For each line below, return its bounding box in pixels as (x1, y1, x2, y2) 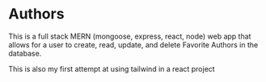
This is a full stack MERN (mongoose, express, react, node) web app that (8, 31, 251, 41)
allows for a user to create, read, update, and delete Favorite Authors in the (8, 39, 259, 49)
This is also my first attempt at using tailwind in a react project (8, 64, 216, 73)
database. (8, 48, 42, 58)
